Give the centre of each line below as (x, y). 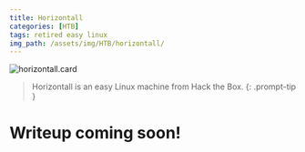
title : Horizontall (46, 18)
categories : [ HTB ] (44, 26)
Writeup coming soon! (96, 133)
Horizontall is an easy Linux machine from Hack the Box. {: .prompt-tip (164, 86)
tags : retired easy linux (58, 35)
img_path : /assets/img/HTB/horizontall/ (87, 43)
